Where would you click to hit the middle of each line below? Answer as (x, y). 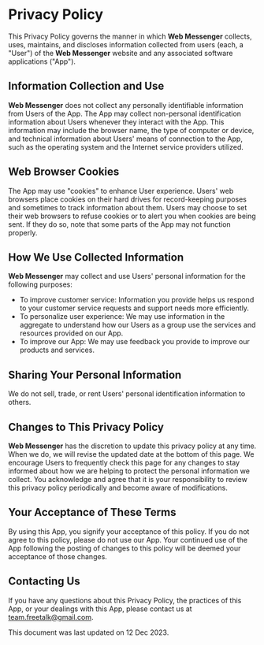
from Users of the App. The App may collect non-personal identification (125, 113)
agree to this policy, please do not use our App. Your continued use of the (128, 539)
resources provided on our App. (71, 333)
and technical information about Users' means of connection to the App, (125, 139)
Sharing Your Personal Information (95, 374)
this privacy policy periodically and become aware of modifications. (118, 487)
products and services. (57, 350)
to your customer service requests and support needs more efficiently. (134, 308)
